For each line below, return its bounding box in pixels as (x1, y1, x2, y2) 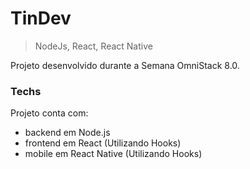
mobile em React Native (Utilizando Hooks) (24, 148, 203, 160)
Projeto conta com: (10, 107, 89, 119)
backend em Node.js (24, 127, 111, 139)
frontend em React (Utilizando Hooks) (24, 137, 182, 149)
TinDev (10, 7, 72, 30)
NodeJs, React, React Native (34, 40, 153, 52)
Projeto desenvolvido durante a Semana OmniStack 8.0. (10, 59, 240, 71)
